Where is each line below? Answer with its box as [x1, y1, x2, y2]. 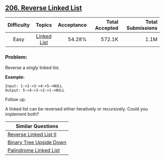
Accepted [95, 24, 119, 31]
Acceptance [57, 22, 87, 28]
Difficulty [7, 22, 30, 28]
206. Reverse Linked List [5, 4, 82, 12]
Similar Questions [15, 123, 58, 130]
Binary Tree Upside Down [7, 139, 67, 146]
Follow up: [5, 96, 26, 102]
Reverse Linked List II [7, 131, 56, 138]
